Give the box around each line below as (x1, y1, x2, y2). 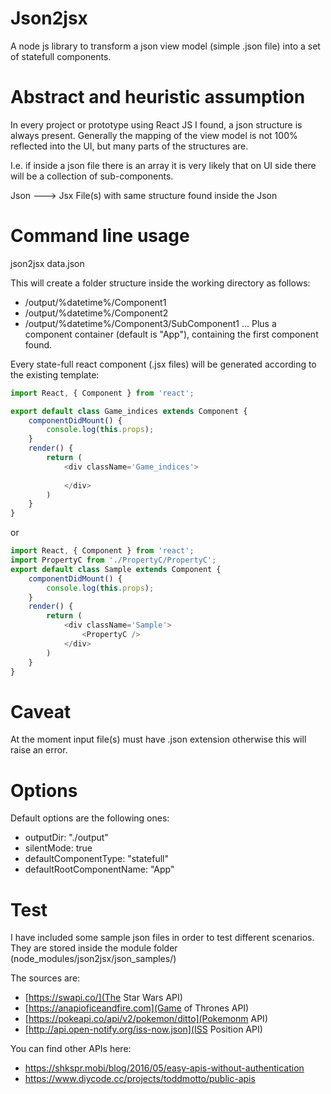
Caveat (10, 700, 72, 723)
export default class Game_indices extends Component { (10, 406, 248, 416)
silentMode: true (24, 842, 93, 854)
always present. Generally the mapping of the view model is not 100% (10, 129, 298, 141)
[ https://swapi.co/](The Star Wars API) (24, 992, 183, 1004)
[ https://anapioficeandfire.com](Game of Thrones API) (24, 1002, 250, 1014)
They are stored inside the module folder (10, 942, 178, 954)
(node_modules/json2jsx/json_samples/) (10, 953, 177, 965)
